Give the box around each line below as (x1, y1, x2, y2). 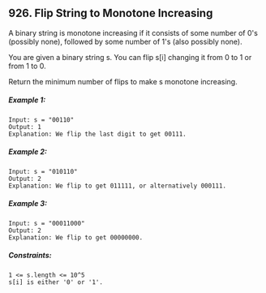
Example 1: (8, 95, 46, 105)
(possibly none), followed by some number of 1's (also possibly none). (8, 37, 242, 46)
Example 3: (8, 199, 47, 209)
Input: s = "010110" (8, 167, 79, 175)
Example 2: (8, 147, 47, 157)
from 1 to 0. (8, 61, 46, 71)
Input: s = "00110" (8, 115, 75, 124)
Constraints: (8, 251, 52, 261)
